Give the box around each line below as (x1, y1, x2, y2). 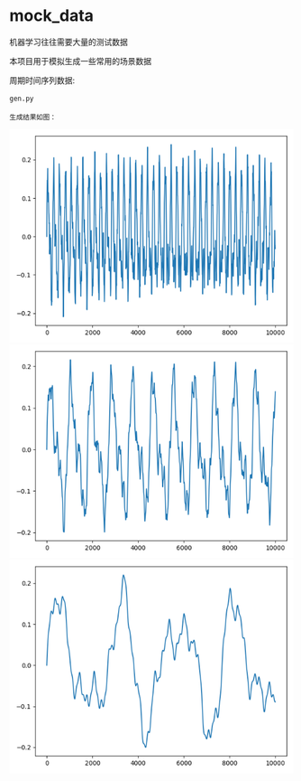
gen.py (9, 94, 34, 103)
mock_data (9, 5, 95, 26)
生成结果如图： (9, 112, 57, 122)
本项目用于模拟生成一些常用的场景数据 (9, 55, 151, 66)
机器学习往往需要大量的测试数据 (9, 36, 128, 47)
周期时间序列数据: (9, 74, 76, 86)
